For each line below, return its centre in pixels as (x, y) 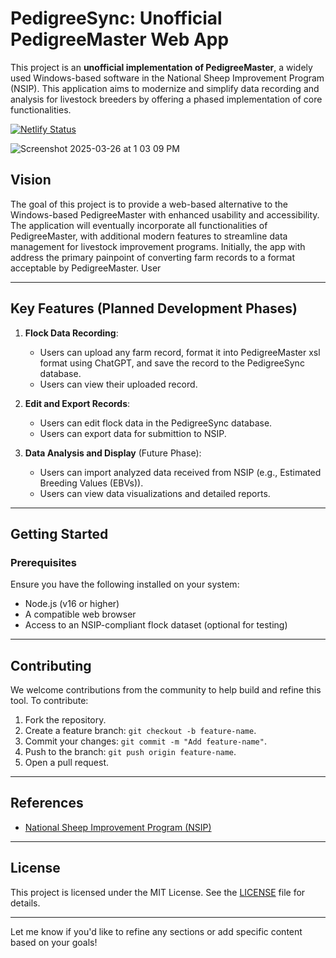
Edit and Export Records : (77, 403)
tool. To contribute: (49, 701)
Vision (31, 180)
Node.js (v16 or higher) (72, 604)
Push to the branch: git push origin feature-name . (130, 752)
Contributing (51, 665)
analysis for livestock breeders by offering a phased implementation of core (166, 99)
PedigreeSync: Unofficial (116, 18)
